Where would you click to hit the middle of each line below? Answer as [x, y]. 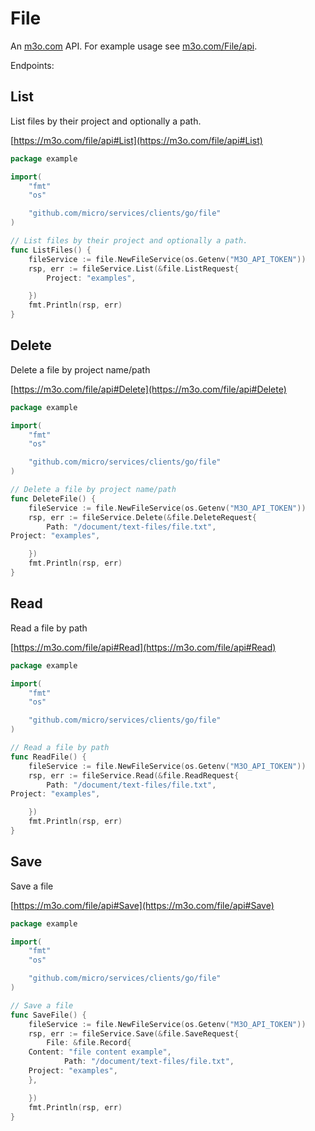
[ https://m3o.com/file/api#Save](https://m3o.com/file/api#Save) [142, 905]
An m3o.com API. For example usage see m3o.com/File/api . [134, 46]
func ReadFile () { [48, 757]
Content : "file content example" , [100, 1052]
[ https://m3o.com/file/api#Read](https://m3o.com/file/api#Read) [143, 647]
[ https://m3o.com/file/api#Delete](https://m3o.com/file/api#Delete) [148, 389]
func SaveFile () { [48, 1015]
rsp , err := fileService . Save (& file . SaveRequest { [134, 1033]
